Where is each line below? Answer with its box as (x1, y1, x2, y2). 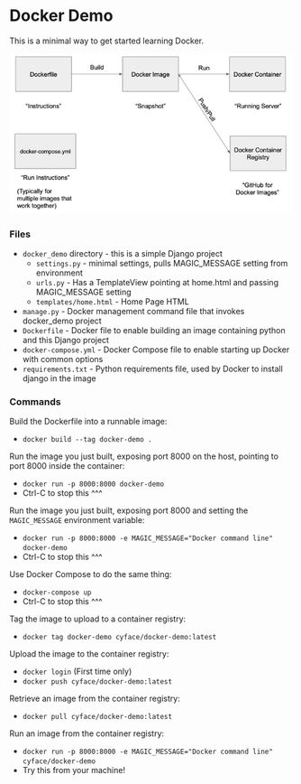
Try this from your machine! (22, 765, 126, 776)
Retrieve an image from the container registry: (9, 693, 180, 705)
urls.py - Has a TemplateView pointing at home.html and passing (35, 277, 279, 288)
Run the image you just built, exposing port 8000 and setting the (9, 505, 249, 516)
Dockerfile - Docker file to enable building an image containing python (22, 325, 286, 336)
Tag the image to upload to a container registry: (9, 613, 187, 624)
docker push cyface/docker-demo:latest (22, 677, 173, 686)
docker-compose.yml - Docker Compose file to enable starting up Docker (22, 344, 290, 355)
